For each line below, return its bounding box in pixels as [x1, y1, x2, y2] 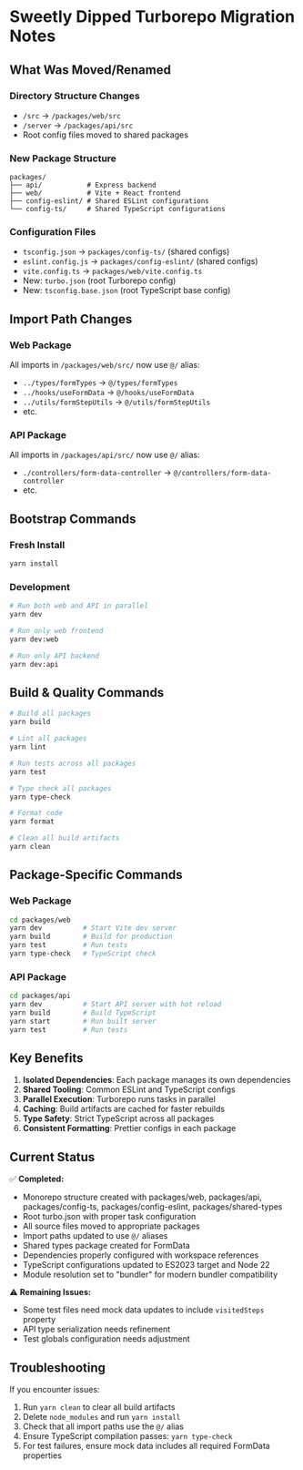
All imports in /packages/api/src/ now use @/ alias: [9, 449, 200, 461]
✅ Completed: [9, 1173, 65, 1185]
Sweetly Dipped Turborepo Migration [9, 6, 296, 27]
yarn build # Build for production [9, 932, 173, 942]
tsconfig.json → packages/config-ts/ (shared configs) [22, 246, 230, 257]
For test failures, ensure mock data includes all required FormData [22, 1441, 270, 1452]
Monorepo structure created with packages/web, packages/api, [22, 1191, 262, 1203]
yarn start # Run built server [9, 1016, 157, 1026]
